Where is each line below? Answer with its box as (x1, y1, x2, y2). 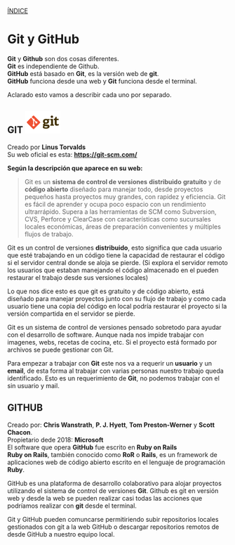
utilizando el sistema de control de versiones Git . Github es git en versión (7, 486, 219, 495)
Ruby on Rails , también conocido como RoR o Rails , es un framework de (7, 450, 217, 459)
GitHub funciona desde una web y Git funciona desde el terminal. (7, 77, 198, 85)
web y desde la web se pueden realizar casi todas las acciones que (7, 494, 203, 502)
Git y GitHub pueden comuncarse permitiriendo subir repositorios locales (7, 515, 219, 523)
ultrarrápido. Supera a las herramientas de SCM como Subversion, (24, 207, 217, 216)
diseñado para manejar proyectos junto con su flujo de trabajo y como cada (7, 294, 227, 302)
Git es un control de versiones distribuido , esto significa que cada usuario (7, 243, 222, 252)
